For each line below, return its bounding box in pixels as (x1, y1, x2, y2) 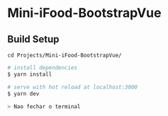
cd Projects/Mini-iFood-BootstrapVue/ (7, 52, 122, 59)
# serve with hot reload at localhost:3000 (7, 83, 138, 91)
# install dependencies (7, 64, 78, 71)
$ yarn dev (7, 90, 40, 97)
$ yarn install (7, 71, 52, 78)
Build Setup (7, 33, 60, 45)
